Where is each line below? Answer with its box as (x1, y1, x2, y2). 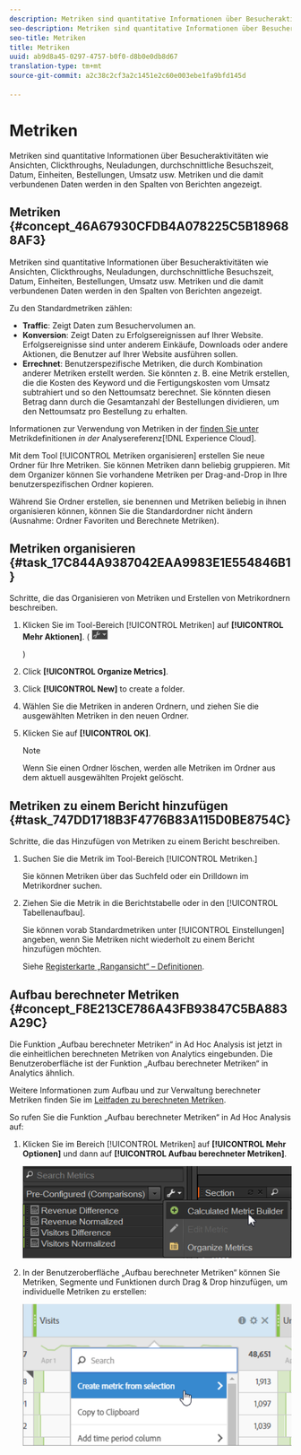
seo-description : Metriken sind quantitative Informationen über (9, 23, 258, 33)
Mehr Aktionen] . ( (21, 632, 90, 642)
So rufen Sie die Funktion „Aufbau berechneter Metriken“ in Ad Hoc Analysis (9, 1111, 291, 1122)
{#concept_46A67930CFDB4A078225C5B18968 (9, 219, 289, 234)
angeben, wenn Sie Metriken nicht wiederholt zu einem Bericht (21, 934, 255, 945)
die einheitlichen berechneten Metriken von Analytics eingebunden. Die (9, 1048, 273, 1059)
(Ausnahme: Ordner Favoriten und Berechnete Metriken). (9, 515, 219, 526)
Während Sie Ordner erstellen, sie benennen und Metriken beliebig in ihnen (9, 496, 287, 507)
